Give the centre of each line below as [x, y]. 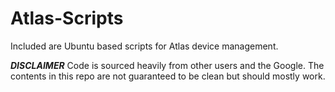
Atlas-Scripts [67, 18]
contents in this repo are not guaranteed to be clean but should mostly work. [168, 76]
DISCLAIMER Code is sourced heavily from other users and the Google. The [167, 65]
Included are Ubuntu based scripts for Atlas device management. [144, 46]
